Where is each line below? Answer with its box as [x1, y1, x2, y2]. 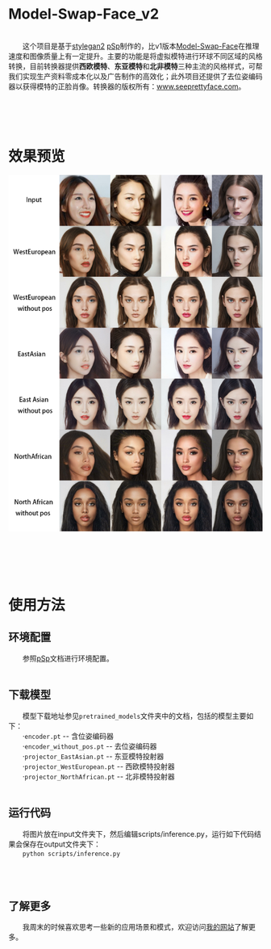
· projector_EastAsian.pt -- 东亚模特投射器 [23, 751, 165, 761]
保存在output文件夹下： [22, 839, 101, 849]
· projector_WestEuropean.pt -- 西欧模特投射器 [23, 761, 175, 771]
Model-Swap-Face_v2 [8, 5, 160, 23]
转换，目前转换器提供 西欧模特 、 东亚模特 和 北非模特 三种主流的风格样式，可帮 [8, 61, 263, 71]
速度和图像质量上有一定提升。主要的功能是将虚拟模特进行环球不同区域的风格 [8, 51, 263, 61]
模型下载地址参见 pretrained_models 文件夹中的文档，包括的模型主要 [23, 711, 247, 720]
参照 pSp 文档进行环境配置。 [23, 653, 115, 663]
